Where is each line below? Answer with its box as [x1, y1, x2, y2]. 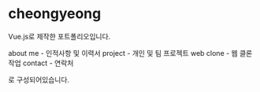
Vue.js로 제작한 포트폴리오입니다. [8, 31, 111, 41]
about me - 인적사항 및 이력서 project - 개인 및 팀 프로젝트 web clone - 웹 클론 [8, 48, 253, 57]
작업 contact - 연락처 [8, 58, 74, 68]
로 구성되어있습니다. [8, 75, 69, 84]
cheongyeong [8, 5, 102, 23]
